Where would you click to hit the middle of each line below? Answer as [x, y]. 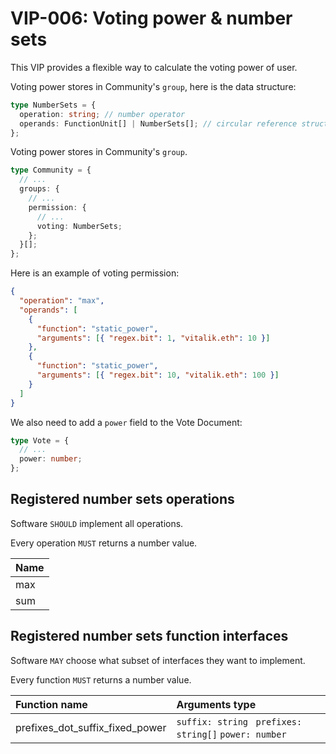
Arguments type [216, 704]
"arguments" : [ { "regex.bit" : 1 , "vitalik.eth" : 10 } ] [153, 338]
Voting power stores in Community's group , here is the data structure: [153, 86]
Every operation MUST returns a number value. [104, 543]
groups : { [39, 189]
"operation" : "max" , [62, 301]
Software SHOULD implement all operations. [97, 523]
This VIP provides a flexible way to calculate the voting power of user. [154, 67]
